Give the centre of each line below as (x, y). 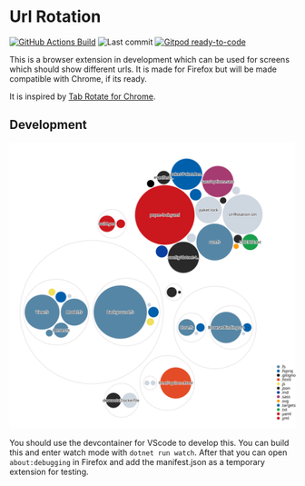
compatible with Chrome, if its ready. (79, 78)
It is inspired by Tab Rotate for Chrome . (83, 96)
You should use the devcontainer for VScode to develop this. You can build (149, 442)
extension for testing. (49, 471)
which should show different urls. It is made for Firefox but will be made (143, 69)
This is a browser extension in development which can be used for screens (150, 59)
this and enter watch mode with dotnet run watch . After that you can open (148, 452)
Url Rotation (55, 17)
